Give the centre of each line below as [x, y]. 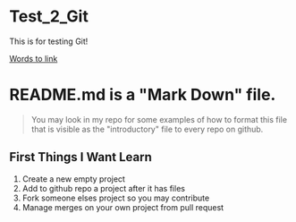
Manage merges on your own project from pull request [123, 207]
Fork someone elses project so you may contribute [116, 198]
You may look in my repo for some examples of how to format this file [159, 119]
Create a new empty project [73, 179]
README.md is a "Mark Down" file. [143, 95]
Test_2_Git [49, 17]
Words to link [34, 58]
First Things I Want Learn [80, 157]
